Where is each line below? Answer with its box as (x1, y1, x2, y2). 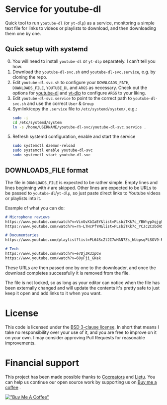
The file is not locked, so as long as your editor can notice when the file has (5, 280, 160, 286)
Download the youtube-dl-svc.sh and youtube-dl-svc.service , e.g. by (12, 69, 156, 75)
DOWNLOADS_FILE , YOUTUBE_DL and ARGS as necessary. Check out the (12, 85, 148, 91)
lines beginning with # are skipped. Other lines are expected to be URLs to (5, 185, 157, 191)
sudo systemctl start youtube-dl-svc (12, 153, 91, 158)
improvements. (5, 340, 36, 346)
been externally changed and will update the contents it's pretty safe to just (5, 285, 160, 291)
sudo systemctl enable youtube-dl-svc (12, 148, 93, 153)
